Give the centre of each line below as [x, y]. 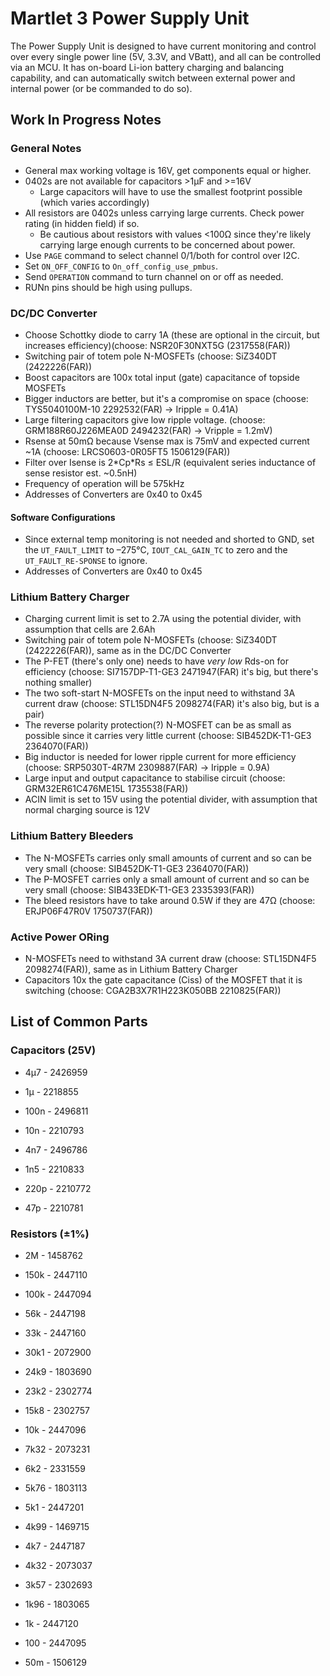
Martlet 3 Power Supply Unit [130, 18]
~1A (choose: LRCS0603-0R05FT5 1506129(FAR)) [127, 451]
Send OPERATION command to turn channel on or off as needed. [154, 276]
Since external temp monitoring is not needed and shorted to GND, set [169, 539]
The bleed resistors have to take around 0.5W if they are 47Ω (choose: [170, 900]
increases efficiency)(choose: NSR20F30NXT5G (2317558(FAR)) [157, 345]
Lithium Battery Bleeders [72, 836]
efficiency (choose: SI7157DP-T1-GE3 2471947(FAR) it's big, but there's [171, 672]
